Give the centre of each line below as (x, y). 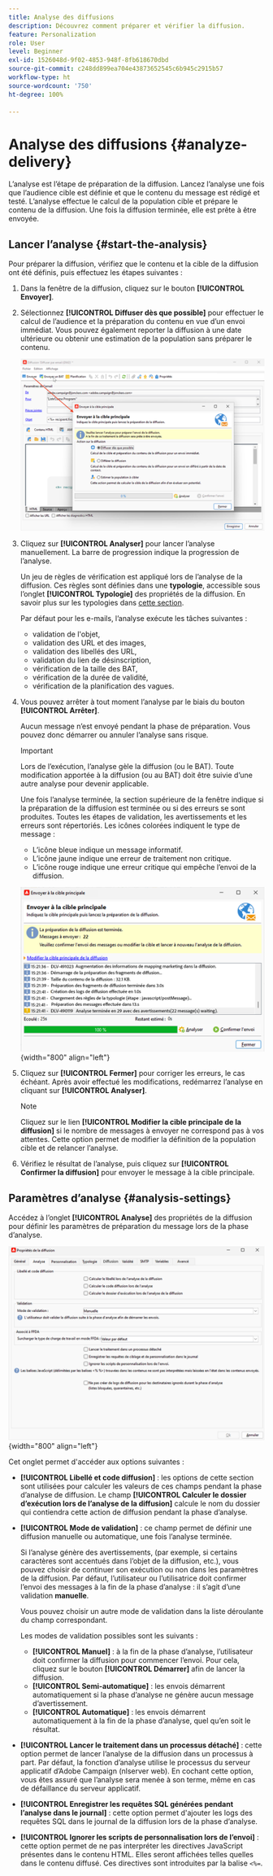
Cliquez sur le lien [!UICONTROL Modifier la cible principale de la (131, 1122)
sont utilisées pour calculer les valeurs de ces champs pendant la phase (141, 1486)
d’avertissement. (60, 1703)
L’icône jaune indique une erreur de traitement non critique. (132, 858)
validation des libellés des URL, (84, 651)
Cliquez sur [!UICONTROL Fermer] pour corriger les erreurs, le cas (132, 1074)
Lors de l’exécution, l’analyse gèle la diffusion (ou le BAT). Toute (127, 766)
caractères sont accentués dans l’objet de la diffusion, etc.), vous (130, 1561)
